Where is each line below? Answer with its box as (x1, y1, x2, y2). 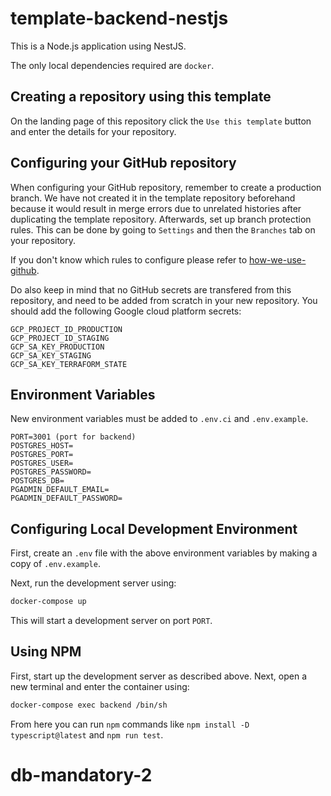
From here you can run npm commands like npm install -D (10, 718, 250, 730)
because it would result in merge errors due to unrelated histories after (10, 202, 302, 214)
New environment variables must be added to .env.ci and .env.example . (10, 413, 309, 425)
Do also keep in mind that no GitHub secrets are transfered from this (10, 283, 292, 296)
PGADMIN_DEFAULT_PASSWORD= (10, 493, 123, 504)
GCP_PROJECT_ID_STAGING (10, 333, 110, 343)
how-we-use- (249, 253, 307, 266)
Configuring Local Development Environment (10, 520, 298, 537)
